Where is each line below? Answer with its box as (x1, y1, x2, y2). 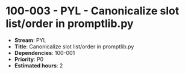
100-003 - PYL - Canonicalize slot (5, 4, 180, 18)
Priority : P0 (14, 55, 44, 63)
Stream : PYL (14, 36, 46, 44)
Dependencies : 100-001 (14, 49, 75, 56)
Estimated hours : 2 (14, 61, 63, 69)
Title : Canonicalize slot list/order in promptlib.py (14, 43, 134, 50)
